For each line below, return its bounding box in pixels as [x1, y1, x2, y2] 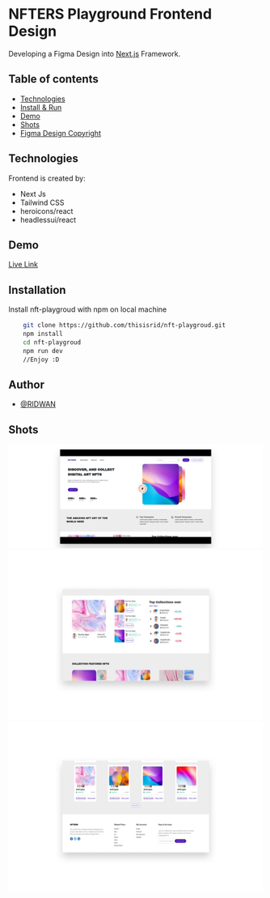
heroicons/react [19, 206, 74, 215]
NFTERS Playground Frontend [8, 5, 213, 23]
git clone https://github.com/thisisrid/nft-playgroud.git [23, 321, 226, 330]
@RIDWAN [19, 399, 57, 409]
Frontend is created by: [8, 173, 86, 183]
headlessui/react [19, 215, 77, 224]
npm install [23, 330, 63, 338]
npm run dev [23, 347, 63, 355]
